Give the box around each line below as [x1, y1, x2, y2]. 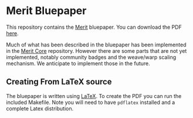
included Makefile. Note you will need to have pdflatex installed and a [6, 99, 175, 106]
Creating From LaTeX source [6, 77, 113, 87]
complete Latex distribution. [6, 104, 74, 112]
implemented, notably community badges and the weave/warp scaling [6, 53, 177, 60]
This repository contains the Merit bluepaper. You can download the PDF [6, 23, 182, 31]
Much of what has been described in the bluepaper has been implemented [6, 41, 187, 48]
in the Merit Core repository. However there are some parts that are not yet [6, 47, 187, 54]
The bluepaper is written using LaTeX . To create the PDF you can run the [6, 92, 182, 99]
